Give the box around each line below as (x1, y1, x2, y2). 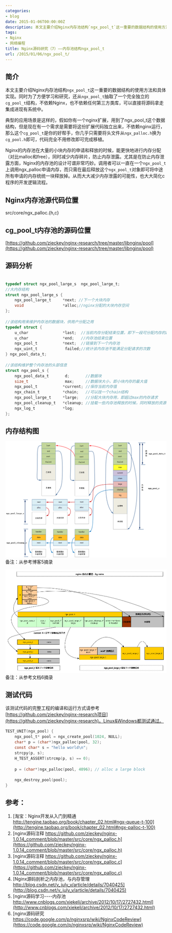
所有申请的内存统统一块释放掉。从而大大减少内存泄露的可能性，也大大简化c (5, 173, 165, 179)
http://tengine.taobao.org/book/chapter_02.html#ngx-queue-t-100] (12, 819, 155, 825)
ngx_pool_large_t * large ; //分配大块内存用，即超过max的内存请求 (14, 395, 158, 400)
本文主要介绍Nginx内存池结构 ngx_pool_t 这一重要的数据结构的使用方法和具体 (5, 87, 166, 93)
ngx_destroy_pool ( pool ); (14, 778, 68, 783)
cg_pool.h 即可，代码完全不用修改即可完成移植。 (5, 136, 107, 143)
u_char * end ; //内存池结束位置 (14, 335, 113, 341)
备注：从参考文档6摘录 (5, 674, 53, 680)
